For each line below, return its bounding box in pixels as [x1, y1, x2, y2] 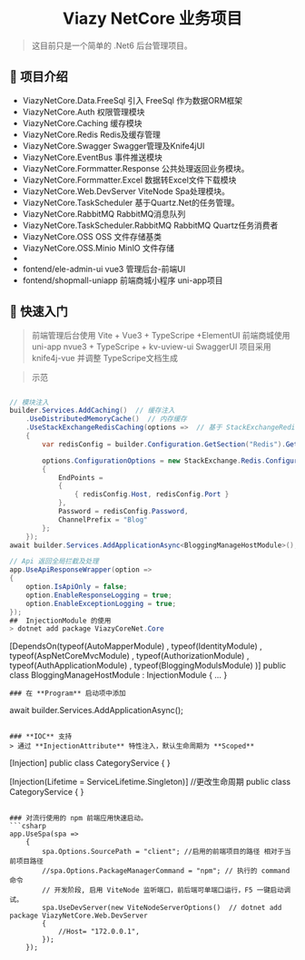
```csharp [9, 822, 47, 831]
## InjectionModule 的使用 [9, 616, 112, 625]
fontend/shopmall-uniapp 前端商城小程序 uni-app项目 [22, 274, 223, 286]
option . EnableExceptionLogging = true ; [25, 599, 177, 608]
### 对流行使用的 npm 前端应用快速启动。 [9, 814, 148, 823]
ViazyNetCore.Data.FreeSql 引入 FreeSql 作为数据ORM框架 [22, 94, 243, 105]
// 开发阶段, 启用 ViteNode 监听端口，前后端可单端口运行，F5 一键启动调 [42, 886, 291, 895]
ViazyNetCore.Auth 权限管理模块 [22, 106, 145, 117]
